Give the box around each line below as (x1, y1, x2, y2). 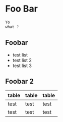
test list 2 (12, 57, 32, 63)
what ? (5, 24, 19, 29)
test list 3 (12, 63, 32, 69)
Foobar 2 (5, 77, 34, 86)
